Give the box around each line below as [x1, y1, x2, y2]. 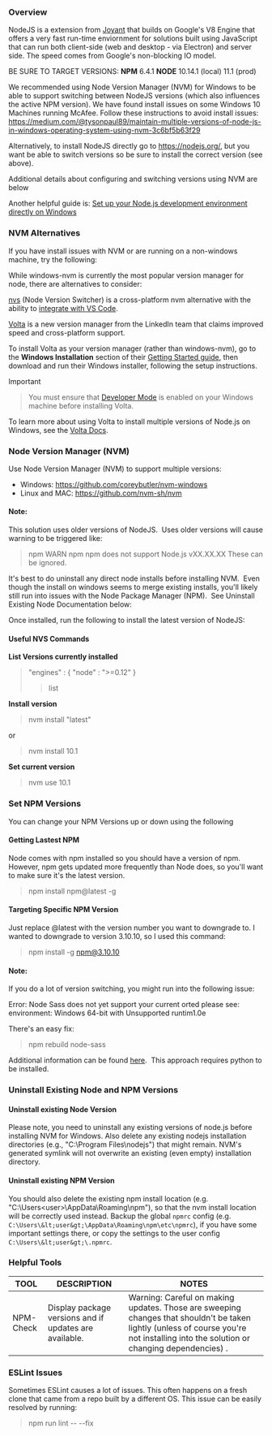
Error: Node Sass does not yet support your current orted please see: [8, 1000, 240, 1010]
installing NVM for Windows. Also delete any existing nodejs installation [8, 1131, 247, 1141]
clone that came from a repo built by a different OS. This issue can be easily [8, 1394, 261, 1404]
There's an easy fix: [8, 1024, 74, 1034]
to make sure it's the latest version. [8, 870, 125, 880]
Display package [47, 1302, 112, 1313]
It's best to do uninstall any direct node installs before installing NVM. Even [8, 573, 261, 583]
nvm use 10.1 [28, 778, 71, 788]
